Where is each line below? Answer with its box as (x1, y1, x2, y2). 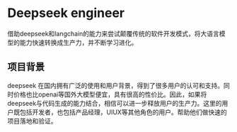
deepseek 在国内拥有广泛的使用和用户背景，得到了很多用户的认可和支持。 (7, 81, 224, 89)
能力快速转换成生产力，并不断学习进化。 (19, 38, 138, 47)
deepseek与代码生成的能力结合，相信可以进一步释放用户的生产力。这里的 (7, 99, 222, 107)
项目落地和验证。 (7, 116, 57, 125)
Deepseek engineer (7, 5, 125, 21)
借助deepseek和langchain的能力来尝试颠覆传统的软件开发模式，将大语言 (7, 29, 219, 38)
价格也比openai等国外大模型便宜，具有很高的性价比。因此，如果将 (13, 90, 207, 99)
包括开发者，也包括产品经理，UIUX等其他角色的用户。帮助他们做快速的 (19, 108, 228, 116)
